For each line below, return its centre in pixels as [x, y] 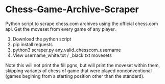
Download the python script [42, 39]
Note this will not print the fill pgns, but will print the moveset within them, [82, 65]
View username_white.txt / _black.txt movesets [62, 55]
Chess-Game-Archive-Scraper [72, 9]
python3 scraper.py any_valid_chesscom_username [67, 50]
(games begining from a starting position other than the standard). [75, 76]
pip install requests [32, 44]
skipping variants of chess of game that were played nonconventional [79, 71]
